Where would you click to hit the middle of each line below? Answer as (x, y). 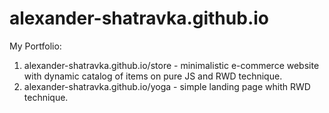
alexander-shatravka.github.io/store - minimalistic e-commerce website (171, 65)
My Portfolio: (35, 46)
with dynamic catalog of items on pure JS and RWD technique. (153, 76)
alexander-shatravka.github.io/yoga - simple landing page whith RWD (167, 86)
